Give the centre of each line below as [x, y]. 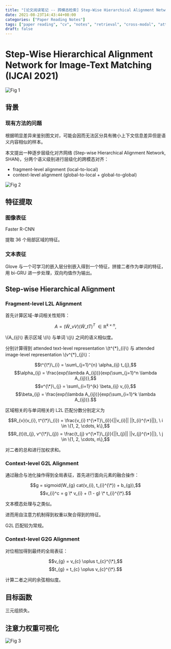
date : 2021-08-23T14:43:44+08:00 [41, 15]
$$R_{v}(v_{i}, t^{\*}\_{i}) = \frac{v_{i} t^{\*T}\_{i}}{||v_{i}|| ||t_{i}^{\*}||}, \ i [85, 421]
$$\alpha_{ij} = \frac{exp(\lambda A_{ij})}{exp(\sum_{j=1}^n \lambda [85, 373]
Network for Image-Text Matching [78, 65]
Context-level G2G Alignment [42, 539]
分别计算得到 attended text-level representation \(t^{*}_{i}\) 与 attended [80, 349]
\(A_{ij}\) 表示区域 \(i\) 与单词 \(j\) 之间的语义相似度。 [61, 337]
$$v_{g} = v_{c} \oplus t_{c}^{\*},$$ [85, 561]
